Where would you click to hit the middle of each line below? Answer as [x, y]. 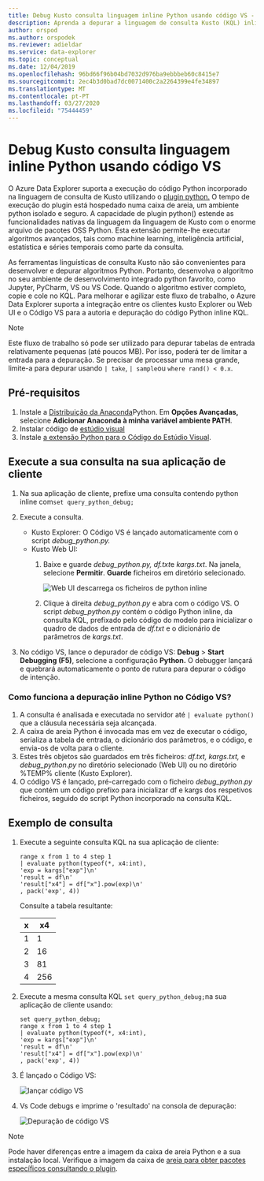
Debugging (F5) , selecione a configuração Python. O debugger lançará [136, 660]
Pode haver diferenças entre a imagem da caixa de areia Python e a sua [125, 1151]
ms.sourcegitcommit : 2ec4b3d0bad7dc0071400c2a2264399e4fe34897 [114, 81]
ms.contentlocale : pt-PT [49, 96]
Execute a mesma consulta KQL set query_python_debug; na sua [123, 996]
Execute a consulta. [51, 516]
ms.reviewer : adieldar [45, 45]
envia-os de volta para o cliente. [71, 748]
